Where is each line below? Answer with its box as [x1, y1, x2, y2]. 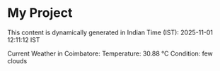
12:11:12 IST [7, 35, 40, 44]
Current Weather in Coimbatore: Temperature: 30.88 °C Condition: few [7, 49, 214, 58]
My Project [7, 5, 73, 21]
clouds [7, 56, 28, 65]
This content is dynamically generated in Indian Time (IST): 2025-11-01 [7, 28, 214, 37]
